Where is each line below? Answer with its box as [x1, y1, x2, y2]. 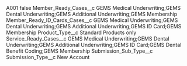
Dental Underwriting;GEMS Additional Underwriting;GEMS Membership [6, 10, 178, 17]
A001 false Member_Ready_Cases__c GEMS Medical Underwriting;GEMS [6, 5, 181, 11]
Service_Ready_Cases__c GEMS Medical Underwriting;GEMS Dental [6, 35, 169, 42]
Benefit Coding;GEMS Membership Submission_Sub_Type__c [6, 47, 153, 54]
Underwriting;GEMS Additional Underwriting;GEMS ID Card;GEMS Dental [6, 42, 182, 48]
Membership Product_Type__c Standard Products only [6, 29, 137, 36]
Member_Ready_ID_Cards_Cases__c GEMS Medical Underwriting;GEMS [6, 17, 178, 24]
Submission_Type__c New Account [6, 54, 90, 60]
